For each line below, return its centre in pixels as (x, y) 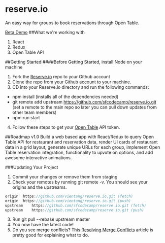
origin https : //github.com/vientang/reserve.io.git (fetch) (69, 196)
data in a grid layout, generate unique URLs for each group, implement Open (82, 147)
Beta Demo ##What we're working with (45, 32)
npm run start (26, 117)
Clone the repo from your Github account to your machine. (72, 82)
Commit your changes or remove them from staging (65, 176)
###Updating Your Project (32, 167)
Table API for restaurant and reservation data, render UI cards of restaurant (82, 142)
